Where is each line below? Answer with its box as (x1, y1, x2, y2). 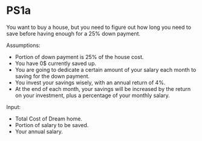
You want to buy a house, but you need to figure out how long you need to (6, 23, 192, 31)
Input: (6, 103, 21, 110)
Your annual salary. (15, 128, 64, 135)
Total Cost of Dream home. (15, 115, 83, 122)
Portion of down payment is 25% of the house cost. (15, 53, 144, 60)
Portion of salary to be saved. (15, 121, 89, 128)
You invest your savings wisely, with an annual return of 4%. (15, 79, 166, 86)
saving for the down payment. (15, 72, 90, 80)
